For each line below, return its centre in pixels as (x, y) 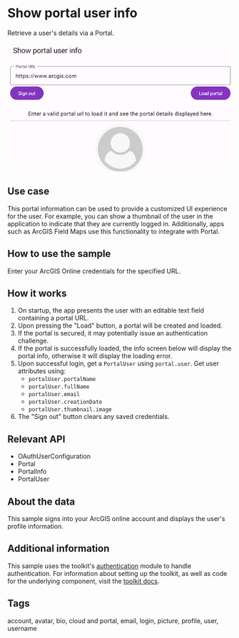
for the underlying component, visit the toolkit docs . (83, 581)
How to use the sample (59, 254)
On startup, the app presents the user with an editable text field (111, 310)
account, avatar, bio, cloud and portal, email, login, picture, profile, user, (113, 621)
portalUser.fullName (59, 387)
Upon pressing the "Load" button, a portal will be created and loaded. (120, 325)
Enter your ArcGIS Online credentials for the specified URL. (94, 271)
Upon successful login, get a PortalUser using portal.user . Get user (118, 364)
